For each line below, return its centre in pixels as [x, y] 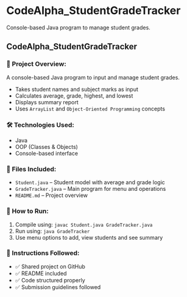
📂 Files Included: [31, 169]
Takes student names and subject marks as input [77, 89]
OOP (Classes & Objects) [46, 146]
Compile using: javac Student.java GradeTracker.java [84, 224]
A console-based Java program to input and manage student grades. [93, 77]
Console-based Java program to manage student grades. [78, 27]
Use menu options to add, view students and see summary [89, 237]
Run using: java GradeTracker [52, 231]
